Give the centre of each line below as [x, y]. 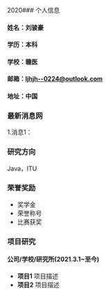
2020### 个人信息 [34, 10]
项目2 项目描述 [38, 285]
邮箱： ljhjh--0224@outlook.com [55, 79]
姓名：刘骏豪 [25, 27]
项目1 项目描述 [38, 276]
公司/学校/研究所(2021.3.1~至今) [53, 260]
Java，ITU [22, 168]
